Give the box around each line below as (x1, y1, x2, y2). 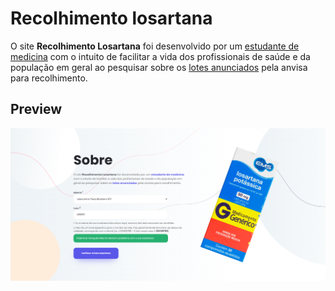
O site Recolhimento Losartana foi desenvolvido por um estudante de (10, 40, 300, 52)
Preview (10, 101, 63, 118)
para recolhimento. (10, 72, 88, 84)
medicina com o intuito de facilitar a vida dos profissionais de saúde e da (10, 50, 311, 62)
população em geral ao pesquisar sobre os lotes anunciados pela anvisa (10, 61, 308, 73)
